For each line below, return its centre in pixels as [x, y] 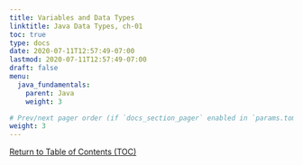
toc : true [28, 34]
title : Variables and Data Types [72, 18]
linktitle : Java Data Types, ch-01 [76, 26]
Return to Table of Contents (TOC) [73, 152]
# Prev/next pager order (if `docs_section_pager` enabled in [129, 118]
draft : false [34, 69]
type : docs [30, 43]
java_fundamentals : [54, 85]
